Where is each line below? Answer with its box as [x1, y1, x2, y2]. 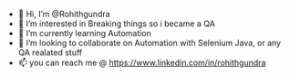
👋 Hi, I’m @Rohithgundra [17, 9, 111, 19]
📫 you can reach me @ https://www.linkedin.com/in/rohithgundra [17, 57, 266, 68]
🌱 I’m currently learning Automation [17, 28, 152, 38]
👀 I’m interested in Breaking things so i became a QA [17, 18, 216, 29]
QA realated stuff [17, 47, 83, 58]
